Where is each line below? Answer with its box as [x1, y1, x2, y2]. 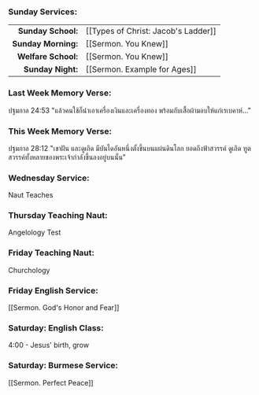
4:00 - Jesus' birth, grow [8, 341, 89, 350]
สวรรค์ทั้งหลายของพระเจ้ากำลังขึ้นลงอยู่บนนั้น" [8, 152, 126, 161]
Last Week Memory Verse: [8, 87, 112, 98]
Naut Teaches [8, 190, 54, 200]
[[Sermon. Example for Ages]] [85, 64, 197, 75]
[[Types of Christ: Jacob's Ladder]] [85, 26, 216, 37]
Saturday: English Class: [8, 323, 104, 333]
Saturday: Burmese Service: [8, 360, 119, 371]
